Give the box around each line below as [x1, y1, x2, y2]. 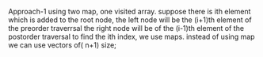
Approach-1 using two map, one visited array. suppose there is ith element [8, 7, 251, 16]
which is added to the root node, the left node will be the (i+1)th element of [8, 15, 252, 25]
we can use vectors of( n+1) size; [8, 40, 117, 50]
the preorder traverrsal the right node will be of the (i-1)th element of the [8, 24, 244, 32]
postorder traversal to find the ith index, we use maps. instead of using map [8, 32, 255, 41]
